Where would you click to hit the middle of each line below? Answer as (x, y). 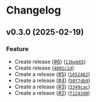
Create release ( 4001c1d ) (44, 68)
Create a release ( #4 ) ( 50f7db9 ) (52, 80)
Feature (17, 49)
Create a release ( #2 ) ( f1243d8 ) (52, 93)
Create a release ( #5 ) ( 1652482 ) (52, 74)
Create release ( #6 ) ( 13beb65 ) (50, 61)
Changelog (34, 10)
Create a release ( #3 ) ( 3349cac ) (52, 87)
